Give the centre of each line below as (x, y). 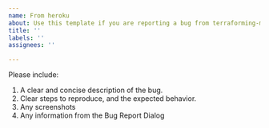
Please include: (34, 75)
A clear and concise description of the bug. (91, 90)
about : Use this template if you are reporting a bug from (109, 23)
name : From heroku (39, 16)
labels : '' (26, 38)
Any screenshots (48, 107)
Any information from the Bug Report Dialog (92, 115)
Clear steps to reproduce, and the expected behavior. (108, 99)
